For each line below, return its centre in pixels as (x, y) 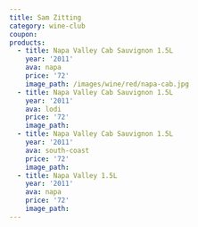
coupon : (24, 34)
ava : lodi (44, 109)
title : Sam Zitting (45, 17)
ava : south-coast (58, 150)
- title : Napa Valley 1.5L (67, 175)
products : (28, 42)
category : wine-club (48, 26)
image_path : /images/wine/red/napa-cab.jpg (107, 84)
